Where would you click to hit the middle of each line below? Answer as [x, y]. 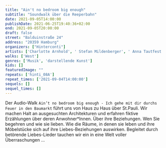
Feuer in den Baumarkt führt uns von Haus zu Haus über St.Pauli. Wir [76, 108]
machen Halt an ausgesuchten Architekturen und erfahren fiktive [72, 113]
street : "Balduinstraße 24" [34, 38]
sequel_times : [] [23, 88]
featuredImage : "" [24, 70]
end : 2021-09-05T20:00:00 [32, 28]
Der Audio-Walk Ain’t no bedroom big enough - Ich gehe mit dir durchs [81, 103]
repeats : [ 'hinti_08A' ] [30, 75]
